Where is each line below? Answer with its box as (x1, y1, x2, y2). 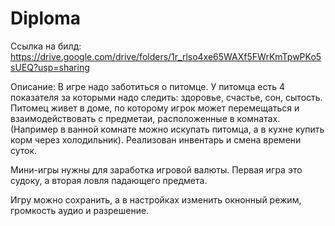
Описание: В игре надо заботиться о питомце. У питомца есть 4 (10, 80, 285, 92)
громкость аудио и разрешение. (10, 204, 150, 216)
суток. (10, 144, 38, 156)
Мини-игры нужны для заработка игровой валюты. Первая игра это (10, 163, 303, 176)
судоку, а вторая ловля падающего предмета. (10, 174, 208, 186)
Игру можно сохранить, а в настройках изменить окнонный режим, (10, 193, 302, 206)
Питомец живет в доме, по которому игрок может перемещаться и (10, 102, 300, 114)
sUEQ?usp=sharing (10, 61, 90, 73)
